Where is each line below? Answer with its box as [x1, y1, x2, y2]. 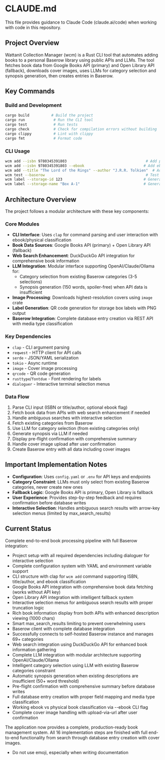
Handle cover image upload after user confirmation [12, 441, 116, 447]
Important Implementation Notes [5, 461, 108, 469]
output [12, 310, 26, 316]
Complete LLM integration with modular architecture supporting [12, 652, 141, 658]
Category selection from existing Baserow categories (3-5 [19, 274, 137, 280]
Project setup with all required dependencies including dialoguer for [12, 552, 150, 558]
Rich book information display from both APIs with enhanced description [12, 610, 159, 616]
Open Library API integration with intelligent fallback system [12, 594, 134, 600]
